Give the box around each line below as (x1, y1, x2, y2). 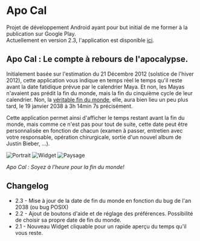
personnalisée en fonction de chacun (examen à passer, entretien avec (6, 127, 183, 134)
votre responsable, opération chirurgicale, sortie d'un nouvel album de (6, 133, 182, 140)
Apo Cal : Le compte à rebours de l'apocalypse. (6, 54, 189, 64)
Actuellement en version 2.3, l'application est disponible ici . (6, 36, 155, 44)
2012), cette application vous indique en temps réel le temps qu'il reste (6, 76, 182, 84)
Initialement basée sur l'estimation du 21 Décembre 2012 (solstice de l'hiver (6, 70, 195, 78)
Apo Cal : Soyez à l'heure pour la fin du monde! (6, 163, 125, 170)
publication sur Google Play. (6, 30, 77, 37)
